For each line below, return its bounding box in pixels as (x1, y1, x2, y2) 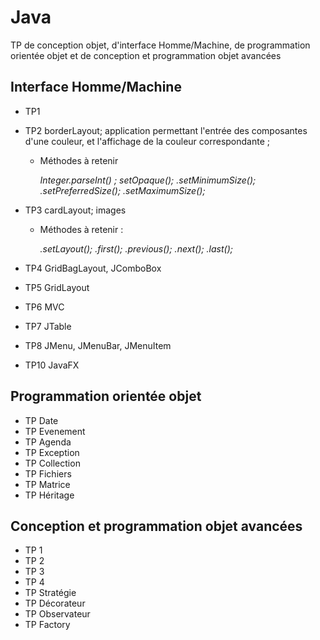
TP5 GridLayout (24, 281, 90, 293)
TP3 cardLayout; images (24, 204, 127, 216)
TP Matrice (24, 478, 71, 490)
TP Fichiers (24, 467, 72, 480)
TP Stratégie (24, 587, 77, 599)
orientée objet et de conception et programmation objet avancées (10, 49, 282, 61)
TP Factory (24, 619, 71, 631)
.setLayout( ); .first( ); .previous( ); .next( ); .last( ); (39, 242, 233, 255)
